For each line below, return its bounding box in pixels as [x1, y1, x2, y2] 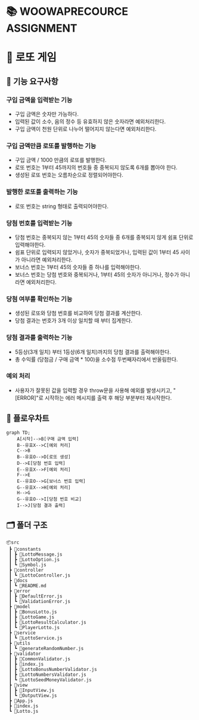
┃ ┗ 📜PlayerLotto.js [8, 625, 60, 631]
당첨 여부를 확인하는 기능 [6, 295, 73, 303]
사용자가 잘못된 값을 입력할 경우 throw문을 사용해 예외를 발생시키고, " [14, 387, 176, 394]
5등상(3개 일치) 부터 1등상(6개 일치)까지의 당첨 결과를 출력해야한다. [14, 348, 172, 356]
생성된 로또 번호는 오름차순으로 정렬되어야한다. [14, 171, 124, 179]
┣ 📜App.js [8, 698, 33, 704]
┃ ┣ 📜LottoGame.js [8, 614, 55, 620]
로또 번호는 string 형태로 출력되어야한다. [14, 203, 109, 210]
